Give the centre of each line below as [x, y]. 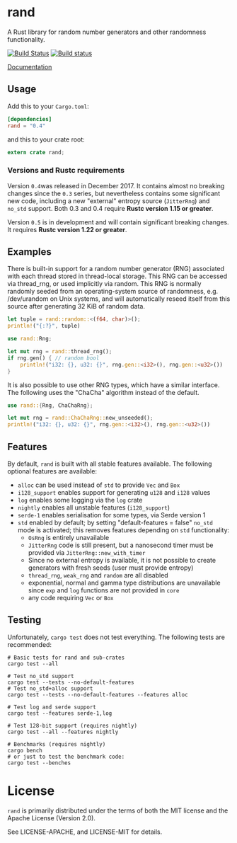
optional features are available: [52, 471]
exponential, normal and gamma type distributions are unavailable [124, 583]
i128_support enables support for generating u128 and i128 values [114, 493]
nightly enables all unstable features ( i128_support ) [94, 507]
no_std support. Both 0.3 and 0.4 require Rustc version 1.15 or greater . [110, 208]
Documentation [30, 67]
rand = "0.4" [27, 126]
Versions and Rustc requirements [66, 171]
